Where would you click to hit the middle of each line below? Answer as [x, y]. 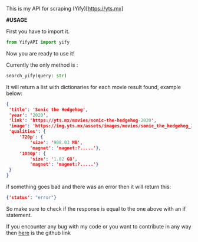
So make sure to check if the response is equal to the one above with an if [96, 208]
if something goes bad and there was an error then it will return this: [89, 187]
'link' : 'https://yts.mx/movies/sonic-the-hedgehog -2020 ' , [83, 120]
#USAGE [17, 20]
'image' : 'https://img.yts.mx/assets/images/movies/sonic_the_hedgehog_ [100, 126]
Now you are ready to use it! [40, 53]
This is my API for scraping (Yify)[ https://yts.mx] [65, 9]
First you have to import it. [38, 31]
